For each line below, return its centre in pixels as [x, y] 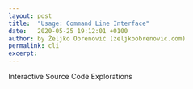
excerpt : [23, 53]
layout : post [30, 16]
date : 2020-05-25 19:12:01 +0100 [68, 31]
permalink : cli [34, 46]
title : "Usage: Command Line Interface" [79, 23]
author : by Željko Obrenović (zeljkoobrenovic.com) [97, 38]
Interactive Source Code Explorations [71, 76]
